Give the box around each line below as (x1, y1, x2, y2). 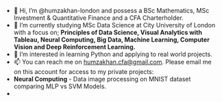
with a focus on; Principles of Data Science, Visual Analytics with (13, 28, 202, 36)
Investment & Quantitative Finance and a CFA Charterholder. (13, 14, 184, 22)
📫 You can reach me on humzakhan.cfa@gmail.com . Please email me (13, 58, 212, 66)
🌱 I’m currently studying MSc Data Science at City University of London (13, 21, 216, 29)
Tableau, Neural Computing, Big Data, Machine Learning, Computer (13, 36, 210, 44)
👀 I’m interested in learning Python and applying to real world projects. (13, 50, 212, 58)
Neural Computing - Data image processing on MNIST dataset (13, 75, 191, 83)
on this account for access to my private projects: (13, 68, 154, 75)
